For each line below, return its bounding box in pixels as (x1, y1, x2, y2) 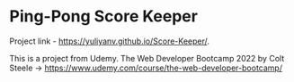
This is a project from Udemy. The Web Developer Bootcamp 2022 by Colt (9, 53, 285, 63)
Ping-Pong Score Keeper (9, 6, 198, 27)
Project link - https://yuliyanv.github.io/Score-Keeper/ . (9, 36, 209, 46)
